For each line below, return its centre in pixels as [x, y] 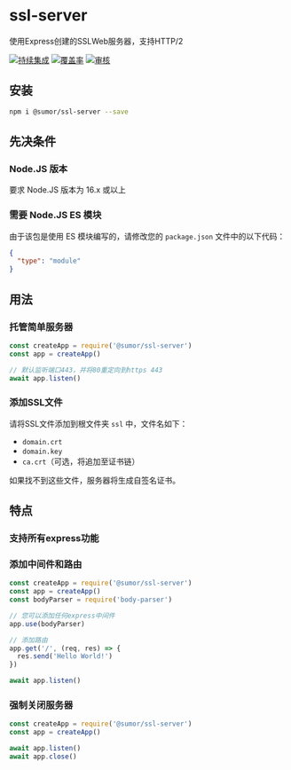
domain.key [42, 452]
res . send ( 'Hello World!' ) [65, 656]
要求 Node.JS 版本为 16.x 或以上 [68, 190]
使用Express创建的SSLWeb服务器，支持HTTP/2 [96, 41]
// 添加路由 [29, 640]
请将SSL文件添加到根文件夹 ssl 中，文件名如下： [98, 423]
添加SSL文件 [36, 403]
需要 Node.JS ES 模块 [55, 216]
